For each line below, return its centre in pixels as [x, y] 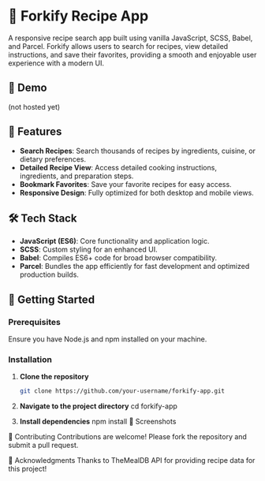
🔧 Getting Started [52, 299]
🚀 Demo [28, 88]
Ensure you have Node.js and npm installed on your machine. [108, 339]
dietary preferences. [53, 159]
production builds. [49, 274]
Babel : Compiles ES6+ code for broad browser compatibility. [118, 258]
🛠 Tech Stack [43, 218]
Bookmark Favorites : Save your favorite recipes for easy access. [125, 184]
